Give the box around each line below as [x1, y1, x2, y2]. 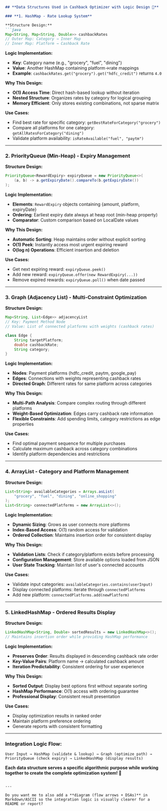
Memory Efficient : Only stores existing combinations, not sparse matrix [12, 100, 160, 106]
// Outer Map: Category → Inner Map [5, 36, 81, 42]
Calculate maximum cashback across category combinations [12, 446, 138, 452]
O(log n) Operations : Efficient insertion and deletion [12, 247, 119, 253]
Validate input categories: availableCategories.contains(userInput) [12, 581, 153, 587]
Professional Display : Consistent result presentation [12, 694, 120, 700]
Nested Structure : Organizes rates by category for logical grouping [12, 95, 151, 101]
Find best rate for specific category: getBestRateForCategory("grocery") [12, 119, 161, 125]
